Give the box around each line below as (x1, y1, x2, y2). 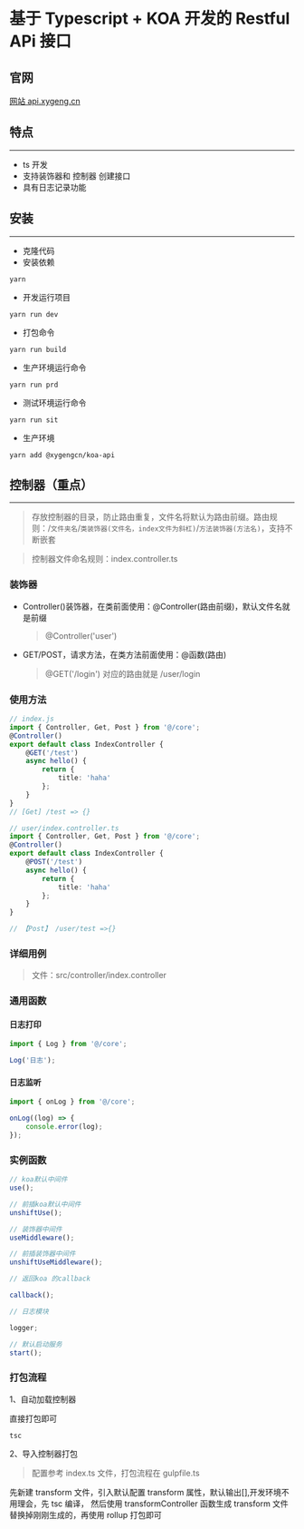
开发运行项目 (22, 291, 71, 302)
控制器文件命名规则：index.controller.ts (31, 554, 178, 564)
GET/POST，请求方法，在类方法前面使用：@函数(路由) (22, 649, 227, 660)
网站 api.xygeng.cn (9, 96, 81, 106)
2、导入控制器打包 (9, 1448, 79, 1459)
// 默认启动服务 (9, 1339, 62, 1348)
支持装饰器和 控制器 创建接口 (22, 170, 131, 181)
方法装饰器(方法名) (198, 524, 261, 534)
